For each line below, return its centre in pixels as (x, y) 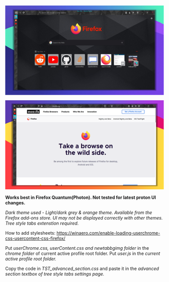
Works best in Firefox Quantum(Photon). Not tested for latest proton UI (81, 197)
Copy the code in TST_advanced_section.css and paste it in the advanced (82, 268)
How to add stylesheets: (30, 233)
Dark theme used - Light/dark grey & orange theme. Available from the (79, 213)
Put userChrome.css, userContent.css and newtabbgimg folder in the (77, 248)
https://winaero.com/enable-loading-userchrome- (108, 233)
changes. (15, 203)
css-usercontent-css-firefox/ (35, 238)
